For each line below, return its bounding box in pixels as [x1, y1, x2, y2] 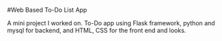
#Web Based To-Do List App [7, 6, 87, 14]
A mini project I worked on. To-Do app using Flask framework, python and [7, 19, 215, 27]
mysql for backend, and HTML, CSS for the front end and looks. [7, 27, 186, 34]
